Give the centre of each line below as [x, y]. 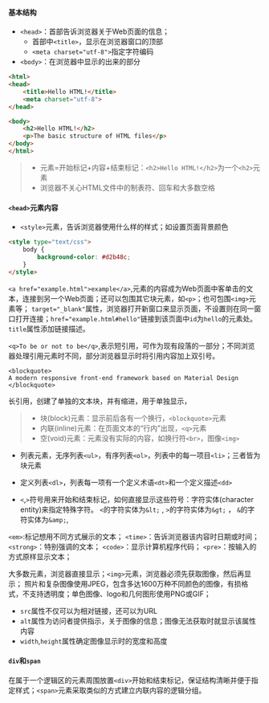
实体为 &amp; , [48, 519]
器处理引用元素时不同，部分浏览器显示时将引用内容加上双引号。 [114, 356]
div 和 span [25, 661]
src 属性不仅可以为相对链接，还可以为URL [89, 611]
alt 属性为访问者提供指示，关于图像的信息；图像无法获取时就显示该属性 [138, 621]
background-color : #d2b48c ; [84, 257]
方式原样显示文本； [40, 556]
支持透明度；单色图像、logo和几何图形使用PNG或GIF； [120, 594]
